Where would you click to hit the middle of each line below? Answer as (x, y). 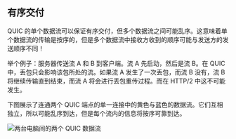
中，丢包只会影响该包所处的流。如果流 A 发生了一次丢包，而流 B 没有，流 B (116, 72)
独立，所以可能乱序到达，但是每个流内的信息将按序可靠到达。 (97, 113)
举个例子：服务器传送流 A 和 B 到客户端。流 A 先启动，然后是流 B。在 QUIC (117, 63)
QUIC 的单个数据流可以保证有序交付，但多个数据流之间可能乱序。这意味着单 (118, 31)
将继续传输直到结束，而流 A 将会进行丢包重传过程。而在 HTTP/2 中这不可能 (117, 81)
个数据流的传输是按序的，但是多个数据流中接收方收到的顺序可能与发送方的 (115, 39)
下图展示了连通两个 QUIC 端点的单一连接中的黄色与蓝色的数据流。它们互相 (115, 105)
